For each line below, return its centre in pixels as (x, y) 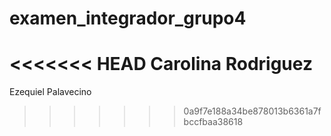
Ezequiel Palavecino (50, 92)
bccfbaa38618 (213, 122)
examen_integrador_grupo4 (128, 18)
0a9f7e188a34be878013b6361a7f (252, 111)
